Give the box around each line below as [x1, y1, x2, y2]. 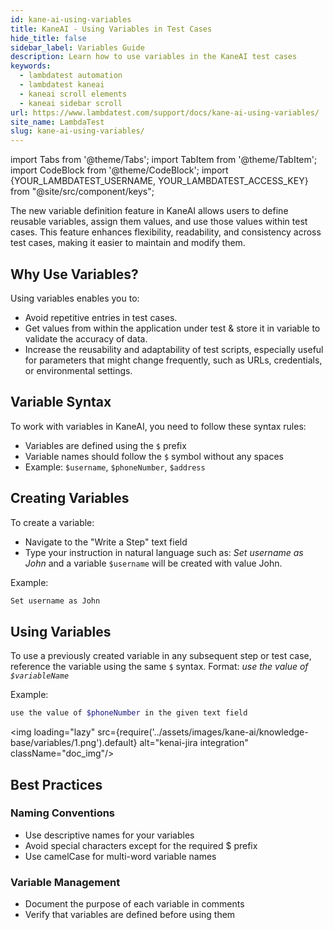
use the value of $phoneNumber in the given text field [10, 708, 248, 718]
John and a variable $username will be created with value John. [24, 557, 283, 569]
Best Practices [10, 776, 103, 793]
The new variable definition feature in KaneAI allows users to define [10, 205, 289, 217]
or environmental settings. [24, 364, 133, 376]
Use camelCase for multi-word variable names [24, 850, 217, 862]
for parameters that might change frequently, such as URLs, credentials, [24, 354, 323, 366]
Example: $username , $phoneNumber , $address [24, 461, 206, 473]
